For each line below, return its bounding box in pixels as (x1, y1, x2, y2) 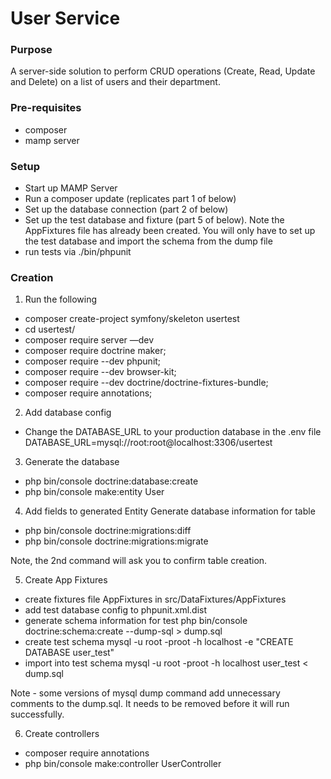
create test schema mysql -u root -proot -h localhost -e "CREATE (24, 636, 294, 648)
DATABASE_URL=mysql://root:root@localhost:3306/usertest (24, 437, 273, 449)
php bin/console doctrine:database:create (24, 475, 199, 487)
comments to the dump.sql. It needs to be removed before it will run (10, 698, 290, 710)
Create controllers (24, 728, 100, 740)
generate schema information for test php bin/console (24, 615, 248, 627)
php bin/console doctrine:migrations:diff (24, 525, 192, 537)
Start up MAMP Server (24, 182, 118, 194)
